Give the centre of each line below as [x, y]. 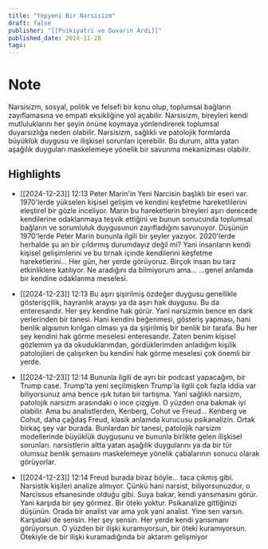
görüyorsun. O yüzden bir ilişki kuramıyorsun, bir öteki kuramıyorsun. [133, 528]
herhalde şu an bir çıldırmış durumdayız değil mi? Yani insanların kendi [135, 244]
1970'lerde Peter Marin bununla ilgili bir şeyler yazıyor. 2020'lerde [128, 235]
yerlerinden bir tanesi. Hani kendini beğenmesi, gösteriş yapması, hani [135, 319]
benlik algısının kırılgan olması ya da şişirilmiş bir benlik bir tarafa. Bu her [138, 327]
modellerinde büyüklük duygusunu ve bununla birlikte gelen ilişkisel [131, 436]
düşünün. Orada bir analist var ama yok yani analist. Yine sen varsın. [132, 511]
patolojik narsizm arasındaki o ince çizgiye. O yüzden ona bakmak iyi [133, 402]
